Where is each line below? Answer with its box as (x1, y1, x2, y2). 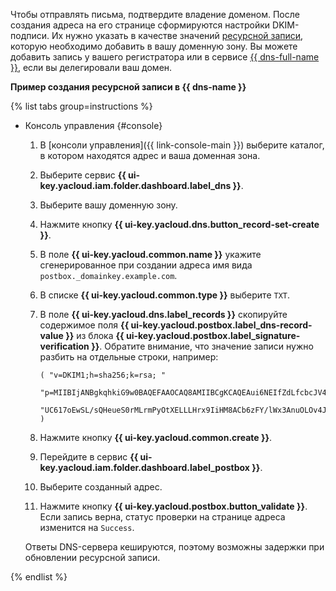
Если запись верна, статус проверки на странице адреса (39, 511, 286, 523)
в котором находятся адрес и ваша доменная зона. (39, 150, 261, 161)
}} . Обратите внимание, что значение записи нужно (91, 340, 314, 352)
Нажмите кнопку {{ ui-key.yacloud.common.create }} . (39, 432, 273, 443)
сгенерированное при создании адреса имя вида (39, 259, 253, 271)
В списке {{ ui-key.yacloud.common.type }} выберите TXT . (39, 289, 291, 301)
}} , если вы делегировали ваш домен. (10, 62, 173, 73)
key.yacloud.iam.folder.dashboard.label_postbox (39, 462, 250, 473)
